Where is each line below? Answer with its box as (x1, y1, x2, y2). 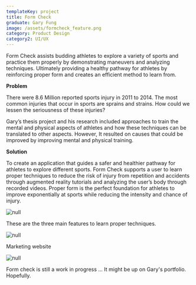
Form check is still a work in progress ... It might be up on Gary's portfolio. (6, 266, 187, 273)
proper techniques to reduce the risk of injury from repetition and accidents (6, 172, 190, 179)
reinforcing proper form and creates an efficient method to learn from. (6, 71, 177, 78)
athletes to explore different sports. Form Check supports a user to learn (6, 166, 182, 173)
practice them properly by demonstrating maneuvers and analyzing (6, 58, 170, 65)
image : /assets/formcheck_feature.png (6, 25, 102, 31)
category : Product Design (6, 31, 70, 37)
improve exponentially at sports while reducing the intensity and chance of (6, 191, 188, 198)
